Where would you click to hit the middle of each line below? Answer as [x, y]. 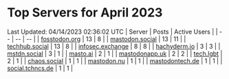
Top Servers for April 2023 [85, 13]
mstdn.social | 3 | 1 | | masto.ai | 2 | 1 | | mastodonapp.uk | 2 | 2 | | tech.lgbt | [115, 54]
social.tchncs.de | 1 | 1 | [40, 68]
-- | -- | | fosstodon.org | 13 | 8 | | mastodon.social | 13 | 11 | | [100, 38]
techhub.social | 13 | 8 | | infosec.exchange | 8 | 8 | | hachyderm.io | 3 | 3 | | [114, 46]
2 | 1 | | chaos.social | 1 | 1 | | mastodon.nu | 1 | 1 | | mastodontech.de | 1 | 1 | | [115, 60]
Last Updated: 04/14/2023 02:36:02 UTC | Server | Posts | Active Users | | [112, 32]
